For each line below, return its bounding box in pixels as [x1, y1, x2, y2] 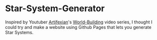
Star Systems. [5, 29, 34, 35]
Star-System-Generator [5, 3, 105, 14]
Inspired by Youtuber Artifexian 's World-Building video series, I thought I [5, 19, 153, 25]
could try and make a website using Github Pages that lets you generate [5, 24, 152, 30]
